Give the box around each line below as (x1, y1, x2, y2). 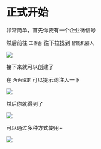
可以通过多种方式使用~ (6, 124, 63, 131)
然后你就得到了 (6, 100, 43, 107)
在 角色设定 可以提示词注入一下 (6, 76, 80, 83)
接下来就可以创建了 (6, 63, 54, 70)
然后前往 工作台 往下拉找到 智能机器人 (6, 39, 94, 46)
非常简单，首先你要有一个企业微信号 (6, 26, 96, 34)
